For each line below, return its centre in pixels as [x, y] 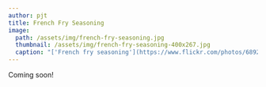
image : [19, 30]
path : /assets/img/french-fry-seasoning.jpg [90, 38]
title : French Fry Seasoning [56, 23]
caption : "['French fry [54, 52]
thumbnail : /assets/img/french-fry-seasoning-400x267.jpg [113, 45]
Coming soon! [31, 75]
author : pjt [28, 15]
